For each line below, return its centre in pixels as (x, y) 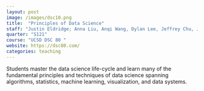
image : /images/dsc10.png (39, 18)
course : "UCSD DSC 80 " (36, 40)
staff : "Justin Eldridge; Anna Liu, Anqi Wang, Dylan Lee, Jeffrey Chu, (100, 29)
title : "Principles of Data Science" (55, 23)
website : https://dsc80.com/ (43, 46)
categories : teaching (34, 52)
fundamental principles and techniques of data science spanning (87, 75)
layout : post (23, 12)
